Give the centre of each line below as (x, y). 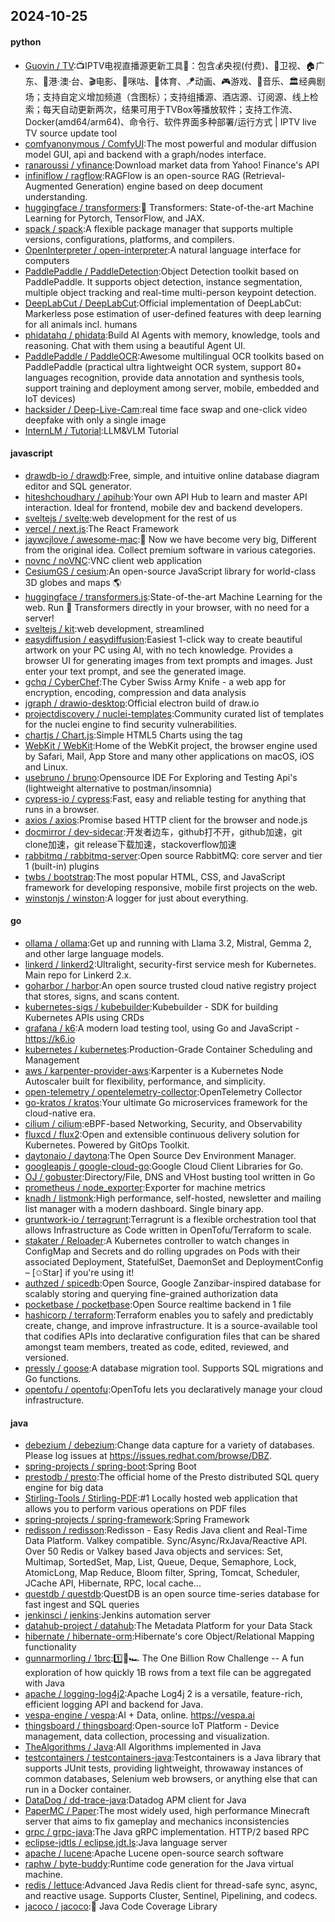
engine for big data (64, 1488)
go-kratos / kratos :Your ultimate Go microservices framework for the (166, 1102)
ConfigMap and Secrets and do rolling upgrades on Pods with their (162, 1251)
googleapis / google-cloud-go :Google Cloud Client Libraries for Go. (164, 1166)
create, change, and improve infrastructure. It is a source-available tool (171, 1325)
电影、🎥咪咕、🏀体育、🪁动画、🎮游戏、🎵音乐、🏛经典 (206, 81)
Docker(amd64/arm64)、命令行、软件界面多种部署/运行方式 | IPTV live (170, 121)
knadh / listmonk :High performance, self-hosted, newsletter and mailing (173, 1198)
